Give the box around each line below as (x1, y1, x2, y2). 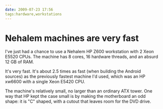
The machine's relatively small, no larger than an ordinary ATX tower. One (5, 88, 152, 94)
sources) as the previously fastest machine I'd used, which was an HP (5, 73, 145, 79)
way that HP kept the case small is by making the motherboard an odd (5, 93, 146, 99)
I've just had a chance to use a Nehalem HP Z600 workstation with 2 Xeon (5, 49, 154, 54)
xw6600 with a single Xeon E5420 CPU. (5, 79, 85, 85)
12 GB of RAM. (5, 59, 34, 65)
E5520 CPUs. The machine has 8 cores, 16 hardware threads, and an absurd (5, 54, 158, 60)
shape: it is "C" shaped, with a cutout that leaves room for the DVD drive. (5, 98, 151, 105)
